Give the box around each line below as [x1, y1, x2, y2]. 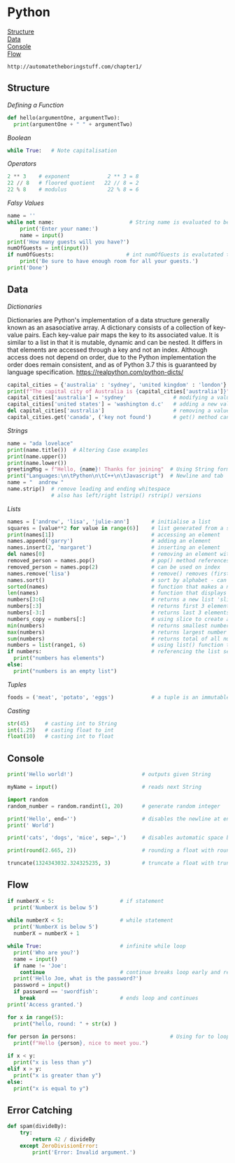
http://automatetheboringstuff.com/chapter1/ [7, 63, 142, 70]
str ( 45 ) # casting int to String [7, 720, 117, 727]
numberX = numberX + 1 [13, 930, 80, 937]
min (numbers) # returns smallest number [7, 622, 230, 629]
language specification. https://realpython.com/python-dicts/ [7, 368, 184, 376]
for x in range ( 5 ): [7, 1013, 64, 1021]
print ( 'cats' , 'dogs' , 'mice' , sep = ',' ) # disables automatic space [7, 834, 224, 841]
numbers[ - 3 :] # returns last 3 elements [7, 609, 230, 616]
